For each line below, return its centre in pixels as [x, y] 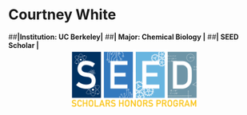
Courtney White [62, 15]
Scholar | [24, 45]
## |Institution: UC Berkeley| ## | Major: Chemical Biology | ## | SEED [124, 37]
